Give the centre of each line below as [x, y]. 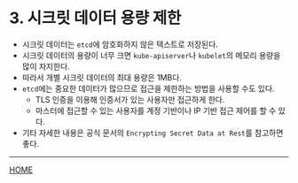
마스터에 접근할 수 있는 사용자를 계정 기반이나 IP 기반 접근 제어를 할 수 [156, 111]
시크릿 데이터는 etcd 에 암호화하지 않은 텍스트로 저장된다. [120, 44]
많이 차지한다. [46, 66]
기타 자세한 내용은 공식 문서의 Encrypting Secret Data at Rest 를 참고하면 [153, 133]
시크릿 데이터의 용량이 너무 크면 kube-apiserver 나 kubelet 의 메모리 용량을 [151, 55]
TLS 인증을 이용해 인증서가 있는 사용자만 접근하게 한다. [130, 99]
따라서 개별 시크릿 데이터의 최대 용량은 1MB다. [102, 77]
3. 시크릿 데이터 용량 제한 [95, 18]
